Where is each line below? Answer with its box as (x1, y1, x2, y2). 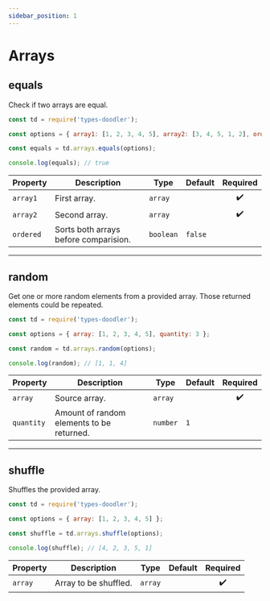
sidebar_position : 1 (8, 11, 78, 20)
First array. (55, 193, 96, 204)
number (153, 418, 178, 428)
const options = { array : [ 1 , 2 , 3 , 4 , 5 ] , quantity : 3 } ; (8, 330, 211, 338)
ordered (12, 230, 42, 239)
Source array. (55, 392, 106, 404)
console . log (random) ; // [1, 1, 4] (8, 359, 128, 367)
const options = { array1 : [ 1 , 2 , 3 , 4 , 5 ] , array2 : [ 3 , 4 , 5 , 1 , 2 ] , (8, 130, 251, 138)
